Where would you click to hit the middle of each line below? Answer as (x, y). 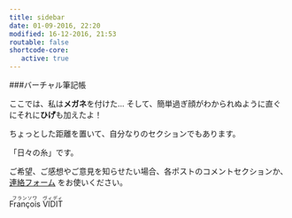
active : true (45, 58)
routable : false (39, 42)
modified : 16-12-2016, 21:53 (63, 34)
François (25, 204)
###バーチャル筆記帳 (48, 85)
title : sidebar (37, 17)
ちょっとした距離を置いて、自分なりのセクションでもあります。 (125, 133)
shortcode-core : (39, 51)
